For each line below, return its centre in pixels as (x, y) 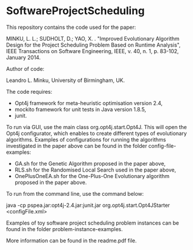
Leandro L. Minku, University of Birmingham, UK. (66, 80)
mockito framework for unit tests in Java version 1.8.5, (80, 109)
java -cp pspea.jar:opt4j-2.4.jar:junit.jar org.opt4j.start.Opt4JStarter (88, 205)
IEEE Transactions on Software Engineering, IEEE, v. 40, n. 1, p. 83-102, (92, 51)
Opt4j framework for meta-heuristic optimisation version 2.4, (89, 103)
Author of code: (25, 68)
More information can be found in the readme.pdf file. (71, 241)
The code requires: (29, 91)
